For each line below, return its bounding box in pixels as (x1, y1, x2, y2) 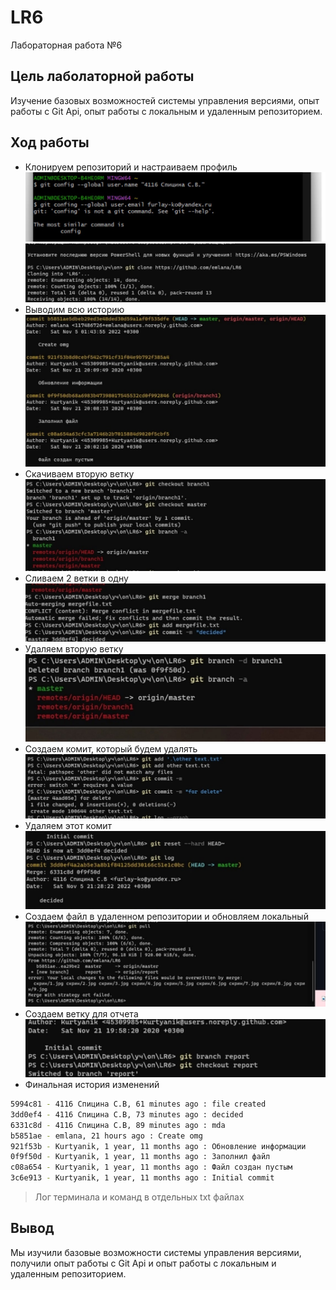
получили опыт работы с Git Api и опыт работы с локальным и (10, 1257, 277, 1269)
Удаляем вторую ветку (24, 643, 124, 655)
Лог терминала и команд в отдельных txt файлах (34, 1191, 245, 1203)
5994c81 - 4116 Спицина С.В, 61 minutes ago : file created (10, 1099, 267, 1110)
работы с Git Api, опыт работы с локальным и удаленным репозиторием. (10, 105, 323, 117)
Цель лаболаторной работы (10, 68, 195, 85)
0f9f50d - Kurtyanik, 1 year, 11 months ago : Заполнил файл (10, 1152, 271, 1162)
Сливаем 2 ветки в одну (24, 572, 129, 584)
